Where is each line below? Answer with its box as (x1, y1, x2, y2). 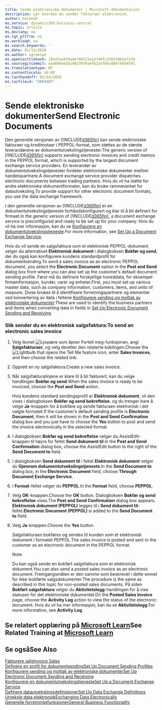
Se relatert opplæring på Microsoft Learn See (5, 621, 142, 630)
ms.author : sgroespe (5, 52, 47, 57)
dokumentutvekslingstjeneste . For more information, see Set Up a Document (5, 228, 157, 234)
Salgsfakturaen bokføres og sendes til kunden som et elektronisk (12, 532, 142, 537)
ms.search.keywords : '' (5, 43, 53, 48)
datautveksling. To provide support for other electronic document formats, (5, 188, 152, 194)
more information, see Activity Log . (12, 607, 84, 613)
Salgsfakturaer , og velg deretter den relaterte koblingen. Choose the (12, 344, 148, 350)
